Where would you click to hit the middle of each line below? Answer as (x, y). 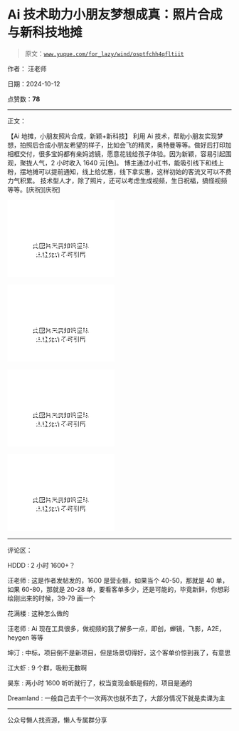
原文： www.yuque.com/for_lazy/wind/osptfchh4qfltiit (104, 53)
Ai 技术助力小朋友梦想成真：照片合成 (115, 15)
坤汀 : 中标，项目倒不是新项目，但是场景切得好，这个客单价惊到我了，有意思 (119, 653)
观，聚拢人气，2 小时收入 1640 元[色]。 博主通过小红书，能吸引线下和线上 (116, 163)
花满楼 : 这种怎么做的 (38, 613)
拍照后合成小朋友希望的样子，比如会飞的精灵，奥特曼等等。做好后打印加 (126, 145)
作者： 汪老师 (27, 68)
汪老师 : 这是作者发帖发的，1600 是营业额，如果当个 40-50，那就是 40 (111, 580)
